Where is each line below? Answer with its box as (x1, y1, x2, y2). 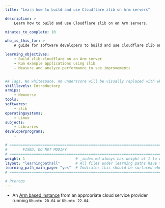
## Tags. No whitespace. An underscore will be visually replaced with (5, 79, 155, 84)
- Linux (14, 115, 29, 120)
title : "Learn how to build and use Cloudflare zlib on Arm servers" (5, 7, 151, 12)
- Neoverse (14, 92, 36, 97)
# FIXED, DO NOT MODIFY (5, 147, 67, 152)
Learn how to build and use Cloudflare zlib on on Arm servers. (14, 21, 148, 26)
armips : (5, 88, 21, 93)
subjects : (5, 120, 26, 125)
